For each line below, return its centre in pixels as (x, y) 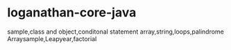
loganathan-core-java (72, 13)
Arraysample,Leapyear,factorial (52, 38)
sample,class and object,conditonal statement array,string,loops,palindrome (115, 32)
